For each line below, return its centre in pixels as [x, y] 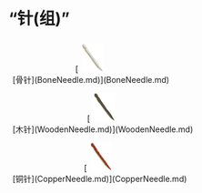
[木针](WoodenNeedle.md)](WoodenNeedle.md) [103, 129]
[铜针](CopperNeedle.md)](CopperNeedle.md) [100, 178]
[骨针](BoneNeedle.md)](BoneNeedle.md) [91, 79]
